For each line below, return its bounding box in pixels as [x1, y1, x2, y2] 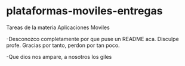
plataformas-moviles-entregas [6, 4, 163, 18]
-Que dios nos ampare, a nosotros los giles [6, 53, 112, 60]
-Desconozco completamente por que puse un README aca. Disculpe [6, 35, 179, 42]
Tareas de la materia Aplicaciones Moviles [6, 24, 110, 31]
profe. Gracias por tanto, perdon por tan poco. [6, 42, 121, 49]
